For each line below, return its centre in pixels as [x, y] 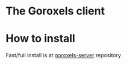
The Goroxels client [55, 11]
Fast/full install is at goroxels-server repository [63, 55]
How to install [41, 39]
